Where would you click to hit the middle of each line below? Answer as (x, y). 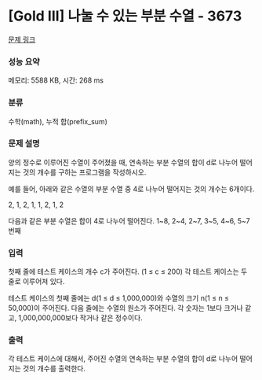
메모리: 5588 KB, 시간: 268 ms (56, 80)
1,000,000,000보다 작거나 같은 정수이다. (80, 318)
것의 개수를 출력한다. (54, 369)
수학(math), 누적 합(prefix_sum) (58, 121)
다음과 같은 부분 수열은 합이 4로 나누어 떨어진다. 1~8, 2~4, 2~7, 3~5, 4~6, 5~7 (129, 220)
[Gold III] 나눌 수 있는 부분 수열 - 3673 (125, 16)
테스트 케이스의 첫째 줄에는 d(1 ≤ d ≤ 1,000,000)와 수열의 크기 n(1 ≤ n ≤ (119, 298)
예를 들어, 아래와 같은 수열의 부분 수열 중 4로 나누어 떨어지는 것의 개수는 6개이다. (131, 189)
